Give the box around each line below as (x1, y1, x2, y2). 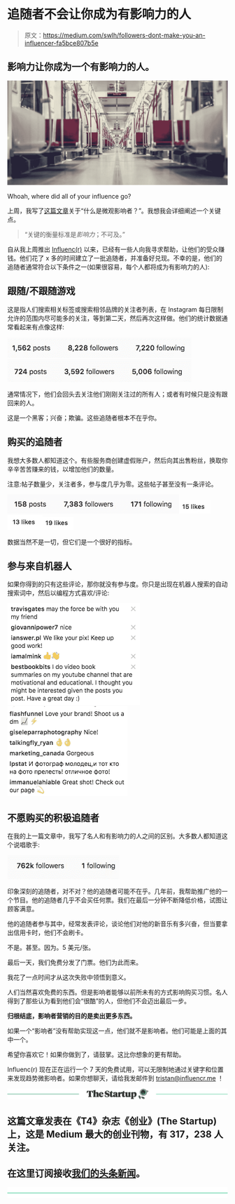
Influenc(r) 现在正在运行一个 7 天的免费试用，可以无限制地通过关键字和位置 (7, 1065, 224, 1074)
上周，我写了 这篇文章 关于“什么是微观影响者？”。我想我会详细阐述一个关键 (7, 206, 222, 215)
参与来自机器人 (7, 560, 72, 572)
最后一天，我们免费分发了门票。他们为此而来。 (7, 958, 142, 967)
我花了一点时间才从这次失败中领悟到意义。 (7, 973, 130, 981)
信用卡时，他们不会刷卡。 (13, 928, 87, 937)
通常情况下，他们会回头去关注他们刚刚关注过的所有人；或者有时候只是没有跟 (7, 390, 228, 398)
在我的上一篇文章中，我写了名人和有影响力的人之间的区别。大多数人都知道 (7, 832, 222, 840)
